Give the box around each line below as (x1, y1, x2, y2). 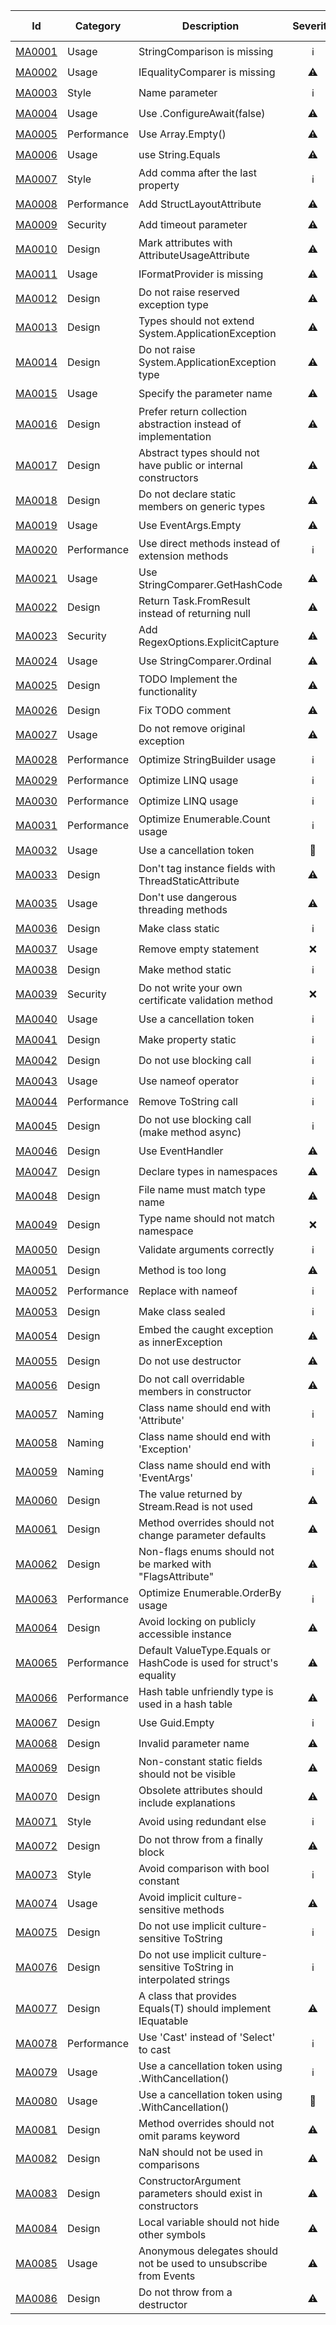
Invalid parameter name (138, 1736, 250, 1750)
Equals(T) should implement (138, 2002, 272, 2015)
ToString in (182, 1960, 235, 1974)
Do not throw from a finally (138, 1833, 264, 1846)
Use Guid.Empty (138, 1715, 215, 1729)
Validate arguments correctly (138, 1242, 275, 1256)
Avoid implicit (138, 1890, 202, 1904)
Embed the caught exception (138, 1323, 274, 1336)
